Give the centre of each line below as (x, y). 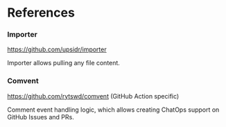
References (41, 13)
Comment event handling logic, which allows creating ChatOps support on (113, 110)
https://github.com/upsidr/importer (57, 49)
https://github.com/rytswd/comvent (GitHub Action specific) (93, 96)
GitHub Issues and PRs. (41, 117)
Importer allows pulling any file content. (63, 63)
